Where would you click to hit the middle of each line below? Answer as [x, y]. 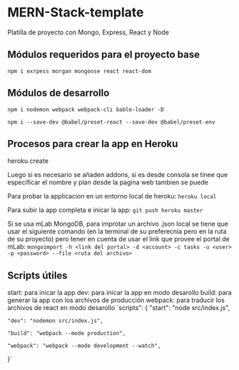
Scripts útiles [37, 275]
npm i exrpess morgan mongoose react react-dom [80, 71]
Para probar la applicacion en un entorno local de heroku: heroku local [112, 196]
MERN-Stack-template [76, 12]
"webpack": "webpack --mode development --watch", [84, 346]
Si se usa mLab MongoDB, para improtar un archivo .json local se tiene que [118, 224]
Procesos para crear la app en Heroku [93, 144]
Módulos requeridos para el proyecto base [104, 55]
